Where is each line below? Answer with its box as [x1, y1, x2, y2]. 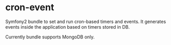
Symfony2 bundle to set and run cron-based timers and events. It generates [5, 18, 166, 25]
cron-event [5, 2, 54, 13]
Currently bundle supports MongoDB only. [5, 34, 95, 40]
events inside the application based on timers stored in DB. [5, 24, 130, 30]
